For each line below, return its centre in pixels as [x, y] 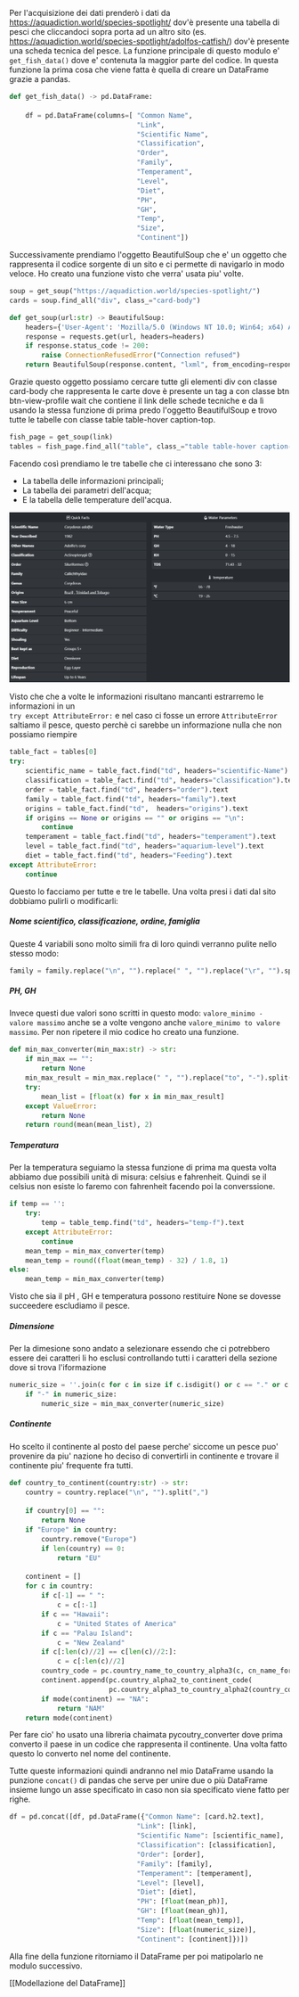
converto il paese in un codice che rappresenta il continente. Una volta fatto [148, 1744]
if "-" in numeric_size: [71, 1394]
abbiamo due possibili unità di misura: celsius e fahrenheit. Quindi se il [138, 1177]
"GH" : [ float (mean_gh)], [182, 1911]
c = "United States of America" [117, 1623]
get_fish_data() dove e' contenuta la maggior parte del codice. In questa [144, 60]
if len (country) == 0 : [83, 1549]
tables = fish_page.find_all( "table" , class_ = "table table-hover [133, 446]
